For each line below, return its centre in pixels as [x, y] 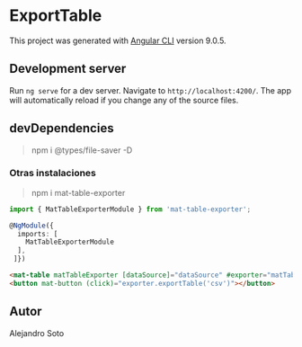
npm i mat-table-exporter [78, 192]
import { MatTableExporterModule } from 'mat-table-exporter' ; [130, 209]
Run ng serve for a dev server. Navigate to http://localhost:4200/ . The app [151, 90]
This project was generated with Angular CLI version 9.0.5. [118, 40]
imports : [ [38, 234]
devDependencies [62, 128]
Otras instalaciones [53, 173]
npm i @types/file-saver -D [82, 150]
